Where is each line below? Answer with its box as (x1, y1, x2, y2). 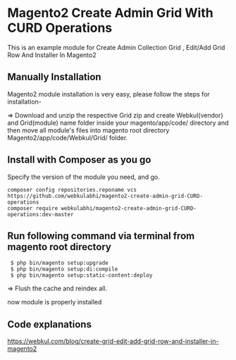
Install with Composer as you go (7, 154, 151, 166)
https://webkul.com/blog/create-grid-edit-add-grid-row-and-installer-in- (7, 337, 219, 346)
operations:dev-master (7, 211, 74, 218)
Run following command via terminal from (7, 230, 195, 242)
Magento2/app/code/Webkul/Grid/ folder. (7, 133, 128, 142)
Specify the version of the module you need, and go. (7, 173, 160, 181)
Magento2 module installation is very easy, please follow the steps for (7, 89, 210, 98)
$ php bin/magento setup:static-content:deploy (10, 272, 153, 279)
